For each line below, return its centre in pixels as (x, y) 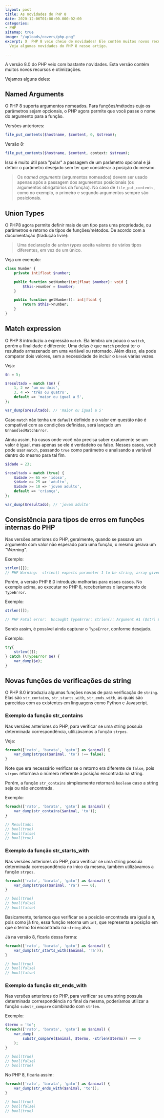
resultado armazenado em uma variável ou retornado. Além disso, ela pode (81, 351)
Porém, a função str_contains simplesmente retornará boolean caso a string (82, 783)
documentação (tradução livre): (37, 235)
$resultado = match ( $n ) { (32, 383)
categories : (17, 23)
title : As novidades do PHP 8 (36, 14)
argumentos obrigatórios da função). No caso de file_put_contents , (86, 188)
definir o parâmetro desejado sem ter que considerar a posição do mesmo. (81, 168)
